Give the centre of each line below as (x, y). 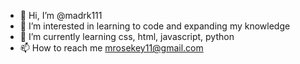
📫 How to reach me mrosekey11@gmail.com (111, 48)
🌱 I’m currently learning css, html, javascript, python (127, 36)
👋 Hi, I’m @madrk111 (61, 15)
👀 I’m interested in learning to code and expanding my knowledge (155, 26)
